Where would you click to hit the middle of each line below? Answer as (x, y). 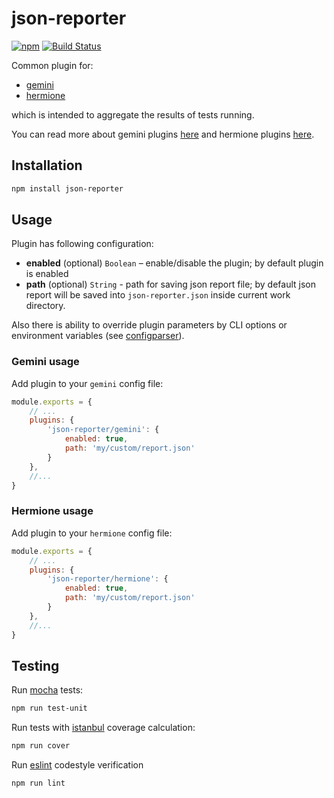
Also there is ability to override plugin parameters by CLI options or (149, 325)
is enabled (47, 274)
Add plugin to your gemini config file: (87, 383)
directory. (45, 306)
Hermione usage (52, 511)
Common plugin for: (52, 65)
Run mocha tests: (47, 690)
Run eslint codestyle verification (77, 765)
